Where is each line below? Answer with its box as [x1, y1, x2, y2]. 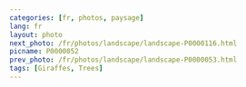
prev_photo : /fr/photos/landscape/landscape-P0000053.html [9, 55, 238, 64]
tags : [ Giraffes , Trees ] [9, 64, 103, 73]
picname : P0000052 [9, 47, 79, 56]
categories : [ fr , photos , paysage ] [9, 13, 144, 23]
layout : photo [9, 30, 64, 39]
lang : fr [9, 22, 43, 31]
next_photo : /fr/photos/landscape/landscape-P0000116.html [9, 38, 238, 48]
